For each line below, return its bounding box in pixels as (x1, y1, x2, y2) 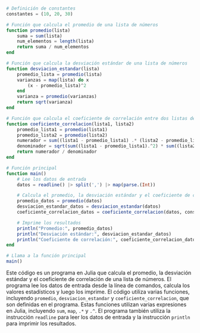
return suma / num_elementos (17, 44, 89, 50)
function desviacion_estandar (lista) (6, 66, 100, 72)
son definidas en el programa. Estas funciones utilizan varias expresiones (6, 301, 187, 308)
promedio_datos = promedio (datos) (17, 198, 102, 204)
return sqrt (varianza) (17, 99, 73, 105)
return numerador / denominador (17, 149, 97, 155)
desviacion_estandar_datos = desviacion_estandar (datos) (17, 203, 161, 209)
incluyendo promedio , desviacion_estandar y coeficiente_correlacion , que (6, 295, 189, 301)
